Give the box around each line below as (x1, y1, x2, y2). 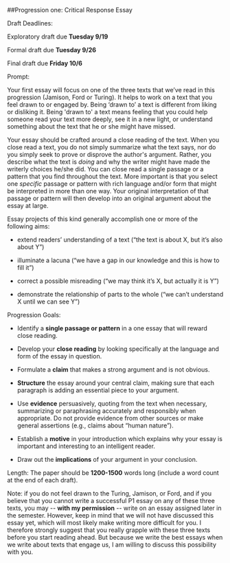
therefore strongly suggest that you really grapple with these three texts (7, 526, 211, 534)
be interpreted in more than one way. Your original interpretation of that (7, 187, 209, 195)
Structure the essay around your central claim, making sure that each (16, 379, 215, 387)
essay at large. (7, 202, 49, 209)
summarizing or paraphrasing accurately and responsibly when (16, 407, 196, 415)
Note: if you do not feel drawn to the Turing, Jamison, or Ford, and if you (7, 489, 211, 498)
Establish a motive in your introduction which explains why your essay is (16, 435, 223, 443)
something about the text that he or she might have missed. (7, 123, 176, 130)
